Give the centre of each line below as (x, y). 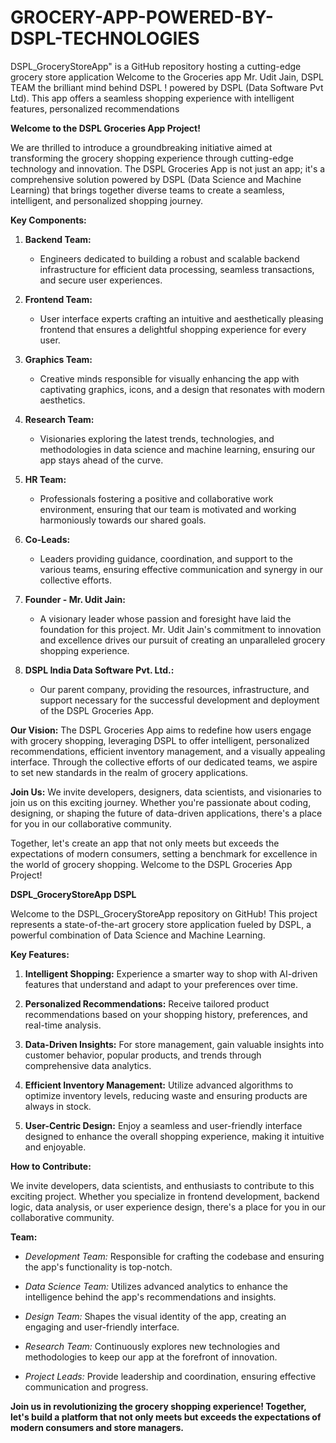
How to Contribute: (51, 1166)
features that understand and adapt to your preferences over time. (161, 984)
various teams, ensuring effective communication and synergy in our (181, 569)
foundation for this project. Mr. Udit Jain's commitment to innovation (180, 629)
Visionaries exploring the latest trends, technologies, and (157, 438)
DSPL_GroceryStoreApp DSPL (73, 894)
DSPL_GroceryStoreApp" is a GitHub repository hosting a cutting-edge (156, 66)
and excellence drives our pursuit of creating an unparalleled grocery (182, 640)
